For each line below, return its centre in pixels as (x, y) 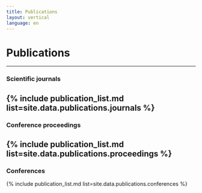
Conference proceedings (44, 125)
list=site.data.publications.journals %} (81, 108)
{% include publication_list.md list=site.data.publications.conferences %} (97, 184)
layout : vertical (28, 17)
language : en (23, 23)
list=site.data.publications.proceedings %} (89, 154)
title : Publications (32, 12)
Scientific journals (34, 79)
